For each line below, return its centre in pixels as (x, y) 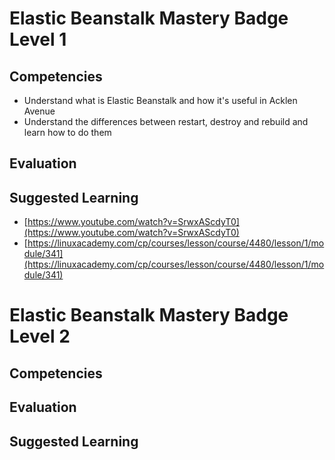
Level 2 (40, 336)
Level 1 (38, 39)
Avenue (39, 111)
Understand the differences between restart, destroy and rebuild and (166, 121)
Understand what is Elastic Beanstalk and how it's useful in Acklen (160, 100)
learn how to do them (67, 132)
